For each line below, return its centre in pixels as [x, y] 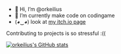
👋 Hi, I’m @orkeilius [38, 9]
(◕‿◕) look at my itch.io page [50, 22]
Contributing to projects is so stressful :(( [56, 33]
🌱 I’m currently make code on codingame [65, 15]
